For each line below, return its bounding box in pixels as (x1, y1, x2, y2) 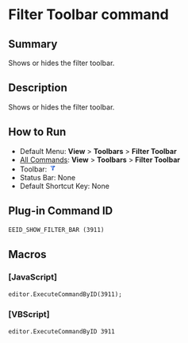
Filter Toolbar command (8, 6, 169, 24)
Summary (8, 37, 58, 51)
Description (8, 81, 67, 94)
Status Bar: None (19, 172, 76, 182)
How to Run (8, 125, 67, 139)
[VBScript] (8, 309, 50, 320)
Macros (8, 248, 47, 261)
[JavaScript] (8, 272, 58, 283)
